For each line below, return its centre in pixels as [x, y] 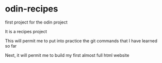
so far [11, 46]
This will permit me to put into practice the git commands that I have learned [81, 41]
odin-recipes [32, 9]
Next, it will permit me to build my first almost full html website [67, 55]
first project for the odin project [36, 22]
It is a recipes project [26, 31]
